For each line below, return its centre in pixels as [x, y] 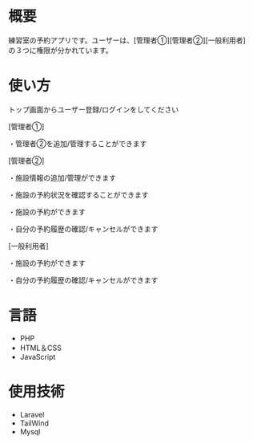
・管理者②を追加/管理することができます [78, 143]
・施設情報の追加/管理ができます [62, 177]
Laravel [32, 414]
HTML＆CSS [40, 348]
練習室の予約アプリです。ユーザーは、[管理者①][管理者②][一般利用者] [127, 40]
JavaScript [38, 356]
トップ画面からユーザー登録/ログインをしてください [93, 109]
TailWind [34, 423]
